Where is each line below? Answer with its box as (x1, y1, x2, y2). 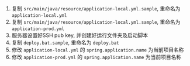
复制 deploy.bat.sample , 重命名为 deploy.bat (11, 39, 119, 46)
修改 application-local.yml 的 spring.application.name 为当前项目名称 (11, 46, 184, 53)
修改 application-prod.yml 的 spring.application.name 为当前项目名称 (11, 54, 182, 60)
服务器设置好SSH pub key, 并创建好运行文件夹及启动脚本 (11, 32, 148, 39)
